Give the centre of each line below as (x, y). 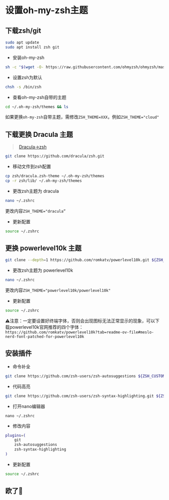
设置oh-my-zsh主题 (47, 10)
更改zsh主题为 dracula (36, 191)
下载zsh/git (23, 31)
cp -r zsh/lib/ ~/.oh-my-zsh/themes (44, 181)
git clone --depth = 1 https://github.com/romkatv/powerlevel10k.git (77, 260)
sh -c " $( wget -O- (24, 67)
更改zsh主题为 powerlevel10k (43, 270)
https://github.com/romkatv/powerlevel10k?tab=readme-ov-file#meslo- (80, 332)
